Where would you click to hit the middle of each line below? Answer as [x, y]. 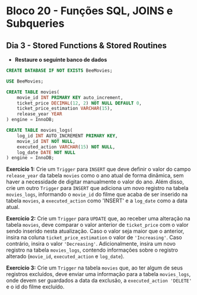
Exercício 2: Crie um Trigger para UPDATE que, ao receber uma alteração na [99, 218]
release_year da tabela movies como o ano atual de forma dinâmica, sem [95, 176]
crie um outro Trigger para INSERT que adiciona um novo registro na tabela [97, 188]
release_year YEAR [39, 114]
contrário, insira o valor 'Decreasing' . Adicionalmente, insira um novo [91, 244]
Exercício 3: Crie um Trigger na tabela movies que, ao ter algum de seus [94, 268]
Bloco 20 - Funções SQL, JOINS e [90, 11]
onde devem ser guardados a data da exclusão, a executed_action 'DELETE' [99, 281]
